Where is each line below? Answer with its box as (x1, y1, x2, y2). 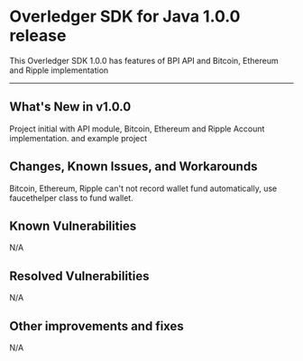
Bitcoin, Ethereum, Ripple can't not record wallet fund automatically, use (9, 183, 278, 194)
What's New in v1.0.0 (9, 99, 132, 114)
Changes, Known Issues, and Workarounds (9, 159, 258, 175)
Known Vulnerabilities (9, 218, 137, 233)
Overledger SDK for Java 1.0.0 (9, 6, 241, 27)
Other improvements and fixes (9, 318, 185, 334)
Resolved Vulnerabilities (9, 268, 150, 284)
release (9, 25, 67, 46)
